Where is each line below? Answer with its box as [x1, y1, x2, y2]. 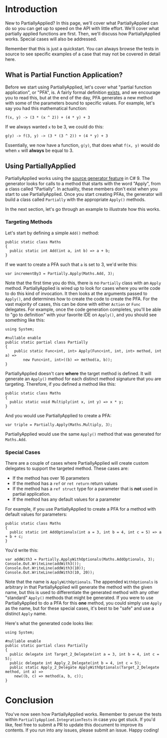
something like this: [5, 317, 45, 323]
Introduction [5, 3, 58, 15]
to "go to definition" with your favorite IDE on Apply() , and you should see [5, 311, 157, 318]
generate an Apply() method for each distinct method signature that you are [5, 376, 162, 382]
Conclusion [5, 695, 54, 706]
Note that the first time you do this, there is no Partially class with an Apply [5, 280, 161, 286]
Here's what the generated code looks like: [5, 621, 94, 627]
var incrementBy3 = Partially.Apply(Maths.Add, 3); [5, 271, 115, 276]
